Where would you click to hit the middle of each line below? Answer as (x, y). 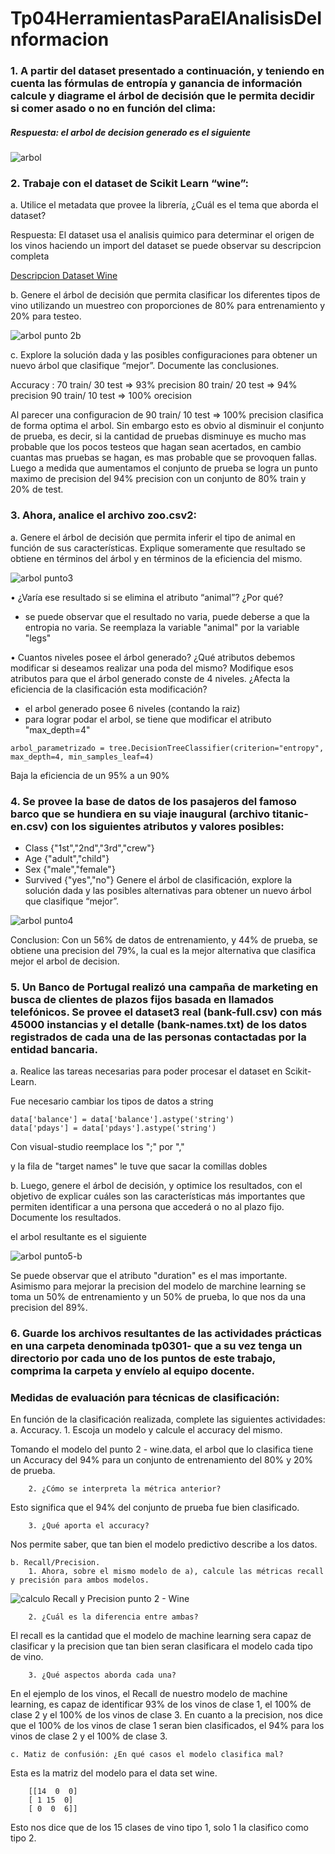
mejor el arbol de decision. (65, 961)
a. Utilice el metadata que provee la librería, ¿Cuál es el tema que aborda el (164, 205)
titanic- (290, 814)
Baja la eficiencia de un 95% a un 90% (90, 775)
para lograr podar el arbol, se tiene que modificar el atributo (148, 719)
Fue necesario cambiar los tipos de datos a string (112, 1101)
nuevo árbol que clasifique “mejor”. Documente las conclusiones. (145, 366)
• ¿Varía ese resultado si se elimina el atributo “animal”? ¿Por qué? (147, 597)
